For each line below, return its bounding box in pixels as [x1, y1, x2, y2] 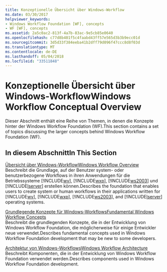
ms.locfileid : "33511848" [5, 59, 59, 64]
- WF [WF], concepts [5, 26, 49, 31]
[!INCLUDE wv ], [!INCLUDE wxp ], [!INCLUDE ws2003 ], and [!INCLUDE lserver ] [5, 194, 163, 199]
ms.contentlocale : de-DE [5, 49, 57, 54]
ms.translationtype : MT [5, 45, 55, 50]
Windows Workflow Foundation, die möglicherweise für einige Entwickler [5, 225, 156, 230]
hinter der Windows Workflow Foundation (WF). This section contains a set [5, 123, 159, 129]
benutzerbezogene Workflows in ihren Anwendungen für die [5, 172, 130, 178]
